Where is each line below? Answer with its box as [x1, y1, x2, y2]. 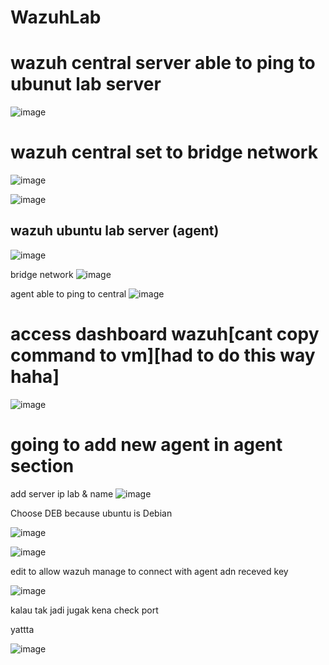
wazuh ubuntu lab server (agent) [10, 222, 220, 240]
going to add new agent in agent [10, 434, 283, 456]
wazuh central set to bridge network [10, 141, 318, 164]
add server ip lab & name [10, 487, 114, 500]
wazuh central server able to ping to [10, 52, 316, 75]
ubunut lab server [10, 73, 162, 96]
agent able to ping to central [10, 287, 127, 300]
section [10, 455, 75, 477]
